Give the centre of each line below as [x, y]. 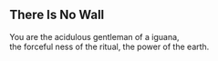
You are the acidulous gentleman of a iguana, [94, 36]
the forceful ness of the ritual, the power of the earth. [109, 46]
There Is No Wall [57, 15]
